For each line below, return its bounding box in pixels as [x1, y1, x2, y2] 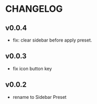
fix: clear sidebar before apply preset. [12, 37, 92, 43]
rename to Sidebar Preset [12, 94, 67, 100]
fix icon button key [12, 65, 52, 72]
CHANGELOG [5, 3, 63, 15]
